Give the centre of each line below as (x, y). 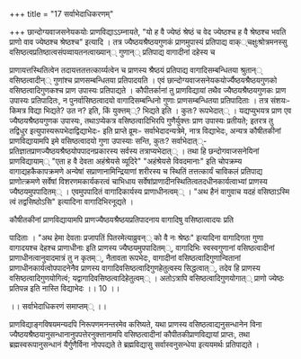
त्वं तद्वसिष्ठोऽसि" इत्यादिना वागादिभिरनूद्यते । (71, 202)
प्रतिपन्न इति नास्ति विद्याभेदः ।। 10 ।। (65, 288)
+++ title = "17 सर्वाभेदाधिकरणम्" (62, 14)
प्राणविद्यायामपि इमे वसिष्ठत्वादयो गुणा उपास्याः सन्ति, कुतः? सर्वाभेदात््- (108, 141)
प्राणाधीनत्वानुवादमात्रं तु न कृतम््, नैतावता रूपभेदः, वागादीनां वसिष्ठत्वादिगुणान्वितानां (125, 258)
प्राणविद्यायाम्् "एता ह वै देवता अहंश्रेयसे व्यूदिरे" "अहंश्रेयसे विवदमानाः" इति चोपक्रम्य (126, 161)
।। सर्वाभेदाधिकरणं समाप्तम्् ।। (58, 306)
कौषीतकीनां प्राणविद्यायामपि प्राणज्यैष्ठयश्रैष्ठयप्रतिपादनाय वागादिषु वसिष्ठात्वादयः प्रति (121, 220)
